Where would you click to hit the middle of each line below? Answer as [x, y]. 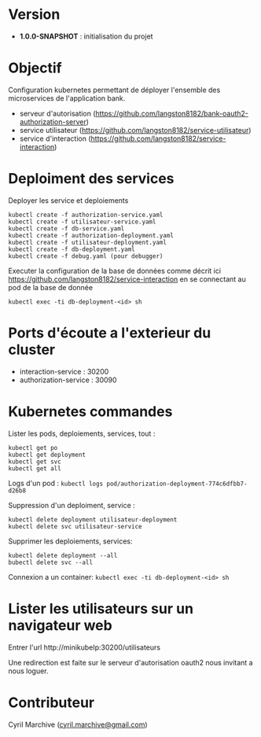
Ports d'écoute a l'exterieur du [110, 333]
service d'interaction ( [55, 138]
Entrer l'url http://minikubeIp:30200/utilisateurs [85, 647]
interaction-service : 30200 [64, 371]
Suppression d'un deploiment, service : [72, 505]
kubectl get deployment [47, 455]
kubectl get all [35, 468]
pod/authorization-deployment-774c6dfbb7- [177, 484]
